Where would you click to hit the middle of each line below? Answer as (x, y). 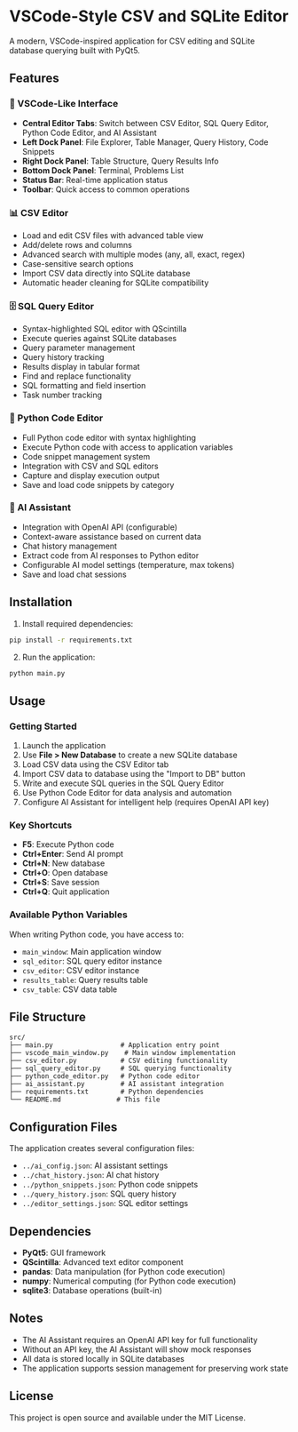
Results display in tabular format (81, 367)
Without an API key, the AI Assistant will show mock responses (137, 1349)
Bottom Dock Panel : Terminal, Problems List (103, 170)
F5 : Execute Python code (68, 844)
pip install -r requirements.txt (71, 640)
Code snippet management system (86, 456)
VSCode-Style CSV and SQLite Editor (149, 16)
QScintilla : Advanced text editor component (102, 1262)
